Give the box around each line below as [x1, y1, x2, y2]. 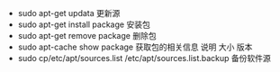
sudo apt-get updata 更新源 [17, 8, 121, 18]
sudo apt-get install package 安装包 [17, 19, 150, 30]
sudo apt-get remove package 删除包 [17, 31, 157, 40]
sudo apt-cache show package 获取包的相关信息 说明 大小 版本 [17, 41, 253, 52]
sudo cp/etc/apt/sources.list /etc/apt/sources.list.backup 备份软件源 [17, 53, 272, 63]
